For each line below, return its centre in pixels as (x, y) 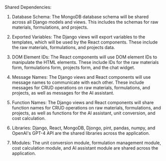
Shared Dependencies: (28, 7)
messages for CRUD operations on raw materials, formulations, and (81, 88)
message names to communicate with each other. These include (78, 82)
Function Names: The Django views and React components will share (83, 103)
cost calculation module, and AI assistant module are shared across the (85, 148)
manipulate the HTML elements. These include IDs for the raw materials (85, 62)
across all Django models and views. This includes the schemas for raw (85, 22)
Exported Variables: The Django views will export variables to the (78, 37)
